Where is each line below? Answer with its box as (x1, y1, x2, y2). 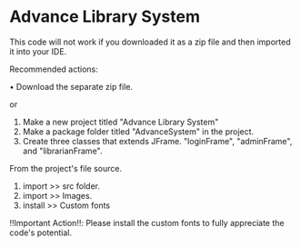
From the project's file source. (9, 163, 123, 173)
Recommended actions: (9, 64, 98, 74)
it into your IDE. (9, 45, 67, 56)
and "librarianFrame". (22, 145, 103, 156)
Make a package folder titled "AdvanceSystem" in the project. (22, 125, 255, 137)
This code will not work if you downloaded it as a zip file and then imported (9, 36, 291, 47)
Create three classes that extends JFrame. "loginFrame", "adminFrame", (22, 135, 293, 146)
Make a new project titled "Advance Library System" (22, 116, 219, 127)
